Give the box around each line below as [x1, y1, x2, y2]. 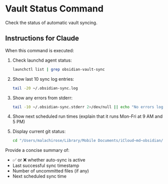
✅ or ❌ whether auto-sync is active [12, 157, 86, 163]
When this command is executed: [5, 47, 74, 53]
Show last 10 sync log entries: [12, 76, 74, 82]
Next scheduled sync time [12, 173, 67, 179]
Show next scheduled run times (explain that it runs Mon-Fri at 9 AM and [12, 113, 163, 119]
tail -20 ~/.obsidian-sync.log [12, 86, 78, 91]
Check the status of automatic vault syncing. [5, 20, 98, 26]
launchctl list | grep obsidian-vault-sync [12, 67, 105, 72]
